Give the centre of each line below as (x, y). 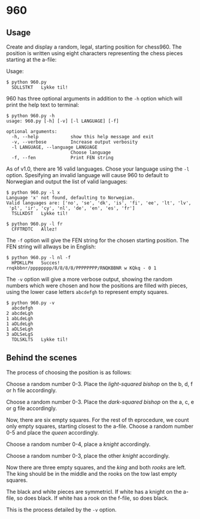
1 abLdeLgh (20, 318)
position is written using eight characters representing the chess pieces (95, 53)
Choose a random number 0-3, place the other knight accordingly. (88, 456)
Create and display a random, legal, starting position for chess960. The (94, 47)
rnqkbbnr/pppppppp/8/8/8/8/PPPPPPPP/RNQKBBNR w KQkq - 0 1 (81, 268)
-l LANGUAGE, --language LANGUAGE (54, 147)
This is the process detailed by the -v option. (61, 509)
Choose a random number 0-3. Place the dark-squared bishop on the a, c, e (100, 402)
